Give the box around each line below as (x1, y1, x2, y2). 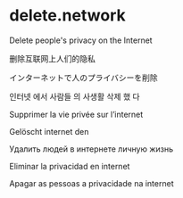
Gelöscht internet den (9, 126, 89, 136)
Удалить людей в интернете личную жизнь (9, 144, 174, 154)
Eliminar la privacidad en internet (9, 161, 130, 171)
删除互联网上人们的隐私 (9, 53, 96, 63)
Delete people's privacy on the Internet (9, 35, 154, 45)
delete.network (9, 5, 127, 26)
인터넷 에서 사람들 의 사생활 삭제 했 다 (9, 91, 140, 102)
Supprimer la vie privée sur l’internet (9, 109, 144, 120)
